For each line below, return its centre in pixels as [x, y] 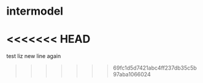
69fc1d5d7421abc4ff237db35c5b [155, 68]
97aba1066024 [132, 74]
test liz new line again [34, 56]
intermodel [35, 11]
